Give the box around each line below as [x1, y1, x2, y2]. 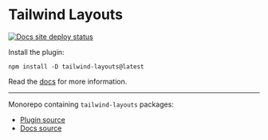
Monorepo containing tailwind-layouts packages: [8, 99, 174, 109]
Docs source [19, 123, 62, 133]
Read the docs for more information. [8, 76, 128, 86]
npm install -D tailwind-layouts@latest [8, 62, 145, 71]
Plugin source [19, 115, 65, 124]
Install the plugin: [8, 47, 65, 56]
